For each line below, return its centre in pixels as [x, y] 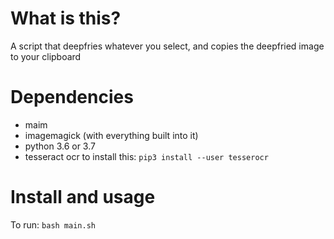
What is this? [66, 18]
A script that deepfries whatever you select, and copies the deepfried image [167, 46]
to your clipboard [46, 56]
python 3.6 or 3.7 [60, 146]
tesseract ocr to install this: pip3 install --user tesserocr [146, 156]
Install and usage [83, 197]
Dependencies [72, 97]
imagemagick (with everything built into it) [111, 135]
